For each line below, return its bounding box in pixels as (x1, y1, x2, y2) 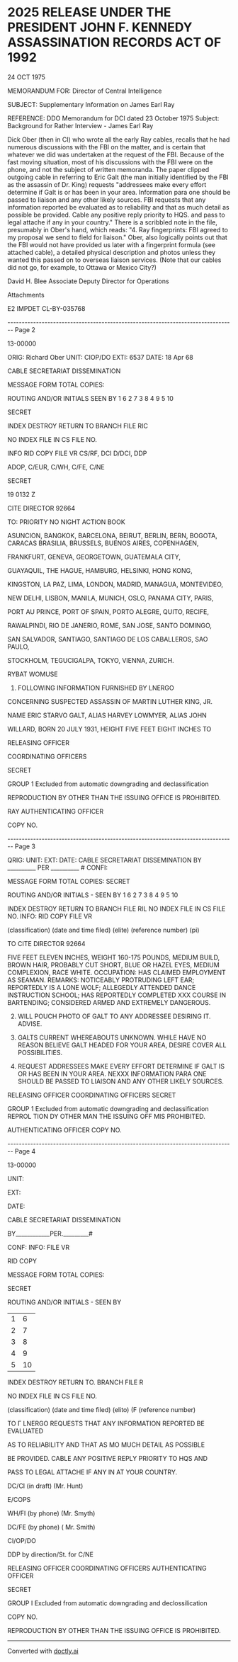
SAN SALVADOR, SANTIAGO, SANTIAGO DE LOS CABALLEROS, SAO (7, 634, 208, 643)
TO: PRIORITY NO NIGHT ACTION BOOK (7, 518, 125, 526)
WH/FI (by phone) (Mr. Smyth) (7, 1509, 96, 1518)
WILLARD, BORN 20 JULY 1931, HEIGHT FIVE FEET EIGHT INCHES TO (7, 724, 212, 733)
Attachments (7, 290, 45, 299)
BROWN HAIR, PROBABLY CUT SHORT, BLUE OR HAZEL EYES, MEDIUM (7, 960, 220, 969)
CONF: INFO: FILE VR (7, 1243, 69, 1251)
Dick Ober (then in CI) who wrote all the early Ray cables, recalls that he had (7, 135, 230, 144)
